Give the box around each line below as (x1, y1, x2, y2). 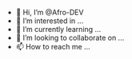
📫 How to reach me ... (15, 42, 90, 51)
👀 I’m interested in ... (15, 16, 84, 26)
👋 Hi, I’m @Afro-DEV (15, 8, 84, 17)
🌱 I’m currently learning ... (15, 25, 102, 33)
